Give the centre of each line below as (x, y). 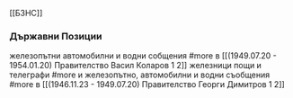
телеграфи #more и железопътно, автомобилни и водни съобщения (140, 75)
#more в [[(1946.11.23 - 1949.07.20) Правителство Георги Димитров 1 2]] (147, 85)
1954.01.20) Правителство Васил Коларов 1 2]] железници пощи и (136, 66)
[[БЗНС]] (26, 13)
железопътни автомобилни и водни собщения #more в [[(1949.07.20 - (143, 56)
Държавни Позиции (56, 36)
